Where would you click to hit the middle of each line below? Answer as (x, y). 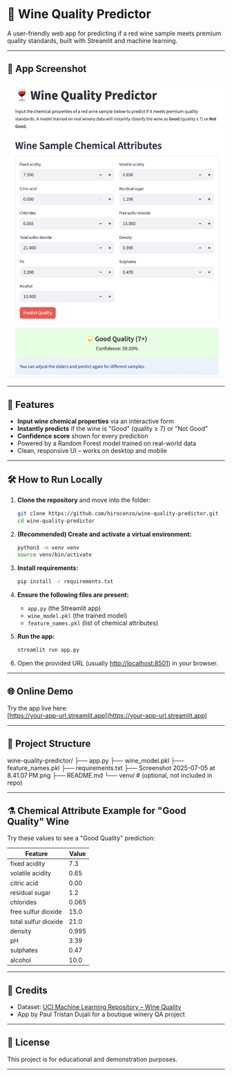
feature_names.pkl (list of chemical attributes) (93, 623)
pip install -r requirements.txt (65, 582)
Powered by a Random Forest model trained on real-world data (107, 443)
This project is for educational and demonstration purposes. (93, 1059)
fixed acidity (28, 864)
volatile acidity (31, 873)
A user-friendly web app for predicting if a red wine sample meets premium (114, 33)
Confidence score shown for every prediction (83, 436)
